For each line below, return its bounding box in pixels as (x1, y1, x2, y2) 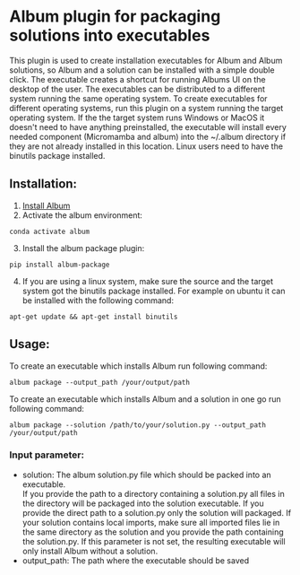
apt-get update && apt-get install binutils (9, 312, 178, 321)
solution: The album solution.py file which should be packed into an (21, 469, 271, 480)
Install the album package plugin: (21, 242, 145, 253)
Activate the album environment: (21, 209, 143, 221)
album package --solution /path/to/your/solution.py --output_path (9, 420, 267, 430)
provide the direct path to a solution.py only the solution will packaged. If (21, 507, 292, 518)
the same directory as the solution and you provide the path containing (21, 527, 284, 537)
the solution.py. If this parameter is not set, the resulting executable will (21, 536, 286, 546)
